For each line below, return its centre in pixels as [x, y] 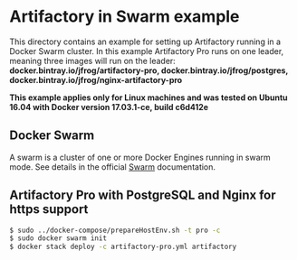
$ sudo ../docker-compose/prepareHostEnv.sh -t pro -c [115, 230]
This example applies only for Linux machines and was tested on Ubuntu [148, 97]
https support [49, 209]
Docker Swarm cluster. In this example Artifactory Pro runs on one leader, [147, 51]
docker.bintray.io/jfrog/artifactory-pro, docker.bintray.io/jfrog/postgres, [149, 70]
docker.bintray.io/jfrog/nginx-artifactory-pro [96, 79]
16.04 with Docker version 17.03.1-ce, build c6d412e [109, 107]
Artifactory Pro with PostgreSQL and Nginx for [143, 195]
